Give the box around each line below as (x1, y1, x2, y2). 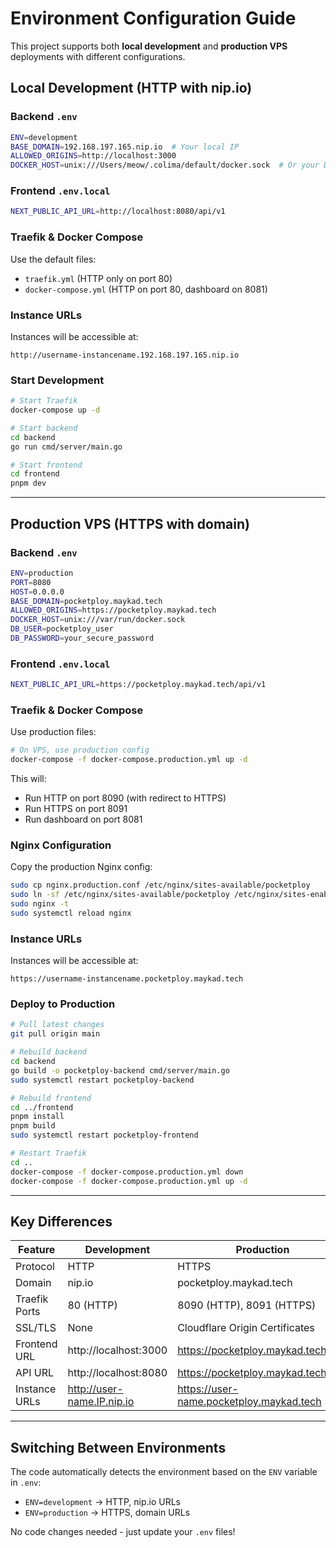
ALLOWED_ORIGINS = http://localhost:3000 (10, 151, 177, 161)
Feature (18, 1243, 56, 1257)
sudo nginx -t (10, 899, 70, 909)
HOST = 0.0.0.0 (10, 587, 65, 597)
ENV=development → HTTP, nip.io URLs (24, 1496, 181, 1508)
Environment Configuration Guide (10, 7, 297, 30)
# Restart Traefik (10, 1148, 87, 1159)
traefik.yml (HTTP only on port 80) (24, 272, 173, 284)
